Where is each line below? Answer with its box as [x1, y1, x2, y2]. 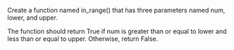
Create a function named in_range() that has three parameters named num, [7, 6, 226, 14]
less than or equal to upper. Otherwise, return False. [7, 35, 159, 43]
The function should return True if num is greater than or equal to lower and [7, 27, 227, 35]
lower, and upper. [7, 13, 58, 22]
